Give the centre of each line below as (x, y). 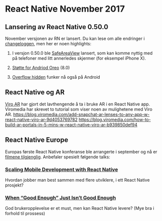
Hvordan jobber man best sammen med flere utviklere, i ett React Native (77, 180)
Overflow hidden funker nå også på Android (56, 77)
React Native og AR (35, 93)
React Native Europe (37, 140)
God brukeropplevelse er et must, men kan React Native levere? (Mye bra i (80, 208)
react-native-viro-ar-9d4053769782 (41, 119)
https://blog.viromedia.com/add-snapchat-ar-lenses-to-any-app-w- (81, 114)
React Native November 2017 (65, 9)
